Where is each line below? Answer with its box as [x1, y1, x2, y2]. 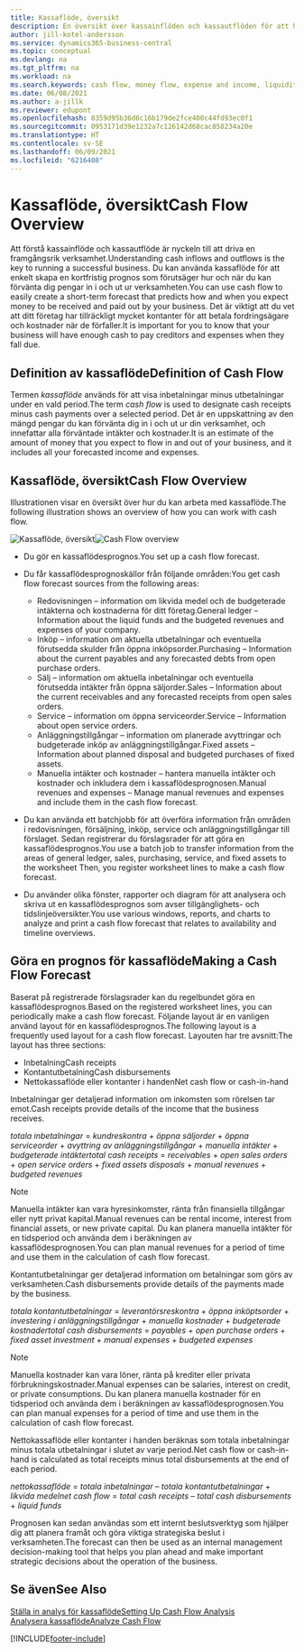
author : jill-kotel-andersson [10, 30, 124, 39]
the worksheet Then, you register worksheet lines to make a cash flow [23, 862, 285, 873]
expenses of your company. [36, 624, 141, 636]
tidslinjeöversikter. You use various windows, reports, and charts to [23, 908, 271, 920]
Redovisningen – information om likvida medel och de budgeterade [36, 596, 286, 607]
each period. [10, 1463, 58, 1474]
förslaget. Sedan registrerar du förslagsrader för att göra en [23, 833, 245, 844]
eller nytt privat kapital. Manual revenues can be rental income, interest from [10, 1213, 292, 1224]
